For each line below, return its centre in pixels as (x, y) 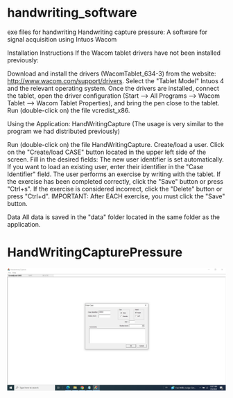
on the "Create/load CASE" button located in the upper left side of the (107, 152)
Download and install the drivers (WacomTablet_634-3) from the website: (112, 73)
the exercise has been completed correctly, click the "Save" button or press (115, 181)
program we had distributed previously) (63, 131)
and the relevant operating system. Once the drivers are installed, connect (113, 88)
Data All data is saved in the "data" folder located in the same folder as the (114, 217)
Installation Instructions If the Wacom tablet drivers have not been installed (114, 53)
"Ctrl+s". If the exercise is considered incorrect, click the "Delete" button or (115, 189)
